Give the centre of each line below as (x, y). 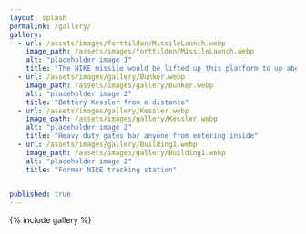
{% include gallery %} (51, 220)
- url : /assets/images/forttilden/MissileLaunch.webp (122, 43)
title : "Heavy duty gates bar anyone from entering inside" (142, 136)
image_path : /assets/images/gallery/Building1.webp (126, 152)
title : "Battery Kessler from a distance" (107, 102)
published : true (40, 195)
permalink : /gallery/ (51, 26)
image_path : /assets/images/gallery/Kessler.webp (122, 119)
